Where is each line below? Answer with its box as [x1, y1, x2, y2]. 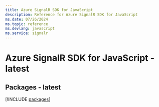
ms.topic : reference [5, 21, 49, 27]
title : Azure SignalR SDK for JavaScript [5, 7, 93, 13]
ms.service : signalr [5, 31, 49, 36]
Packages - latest [5, 83, 61, 91]
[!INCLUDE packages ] [5, 96, 51, 102]
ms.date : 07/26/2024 [5, 17, 49, 22]
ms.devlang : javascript [5, 26, 55, 31]
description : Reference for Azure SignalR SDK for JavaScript [5, 12, 138, 17]
